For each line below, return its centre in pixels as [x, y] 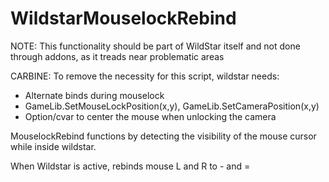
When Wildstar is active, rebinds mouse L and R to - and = [130, 166]
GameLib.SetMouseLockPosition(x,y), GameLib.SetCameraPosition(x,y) [172, 106]
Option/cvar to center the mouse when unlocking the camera [150, 116]
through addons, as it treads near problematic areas [117, 56]
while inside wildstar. [53, 146]
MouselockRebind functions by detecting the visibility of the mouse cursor [163, 136]
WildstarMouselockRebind [123, 18]
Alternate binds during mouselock [94, 95]
